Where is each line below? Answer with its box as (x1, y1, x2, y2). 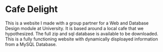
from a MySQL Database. (5, 41, 57, 47)
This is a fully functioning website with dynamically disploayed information (5, 36, 158, 42)
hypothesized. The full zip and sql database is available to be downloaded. (5, 30, 159, 36)
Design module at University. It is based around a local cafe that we (5, 25, 144, 31)
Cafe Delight (5, 3, 58, 15)
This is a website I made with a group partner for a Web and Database (5, 20, 149, 26)
